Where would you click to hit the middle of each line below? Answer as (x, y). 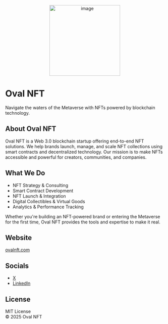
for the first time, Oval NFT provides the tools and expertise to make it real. (83, 222)
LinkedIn (21, 284)
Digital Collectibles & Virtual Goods (49, 201)
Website (18, 238)
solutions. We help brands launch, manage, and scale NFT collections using (84, 146)
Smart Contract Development (43, 191)
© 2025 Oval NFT (24, 317)
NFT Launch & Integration (39, 196)
